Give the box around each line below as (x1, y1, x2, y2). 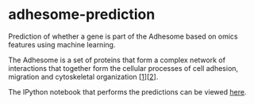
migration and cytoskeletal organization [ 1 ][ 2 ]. (8, 72, 159, 81)
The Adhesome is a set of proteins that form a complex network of (8, 55, 226, 65)
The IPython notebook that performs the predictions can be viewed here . (8, 87, 247, 96)
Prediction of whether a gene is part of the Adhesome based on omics (8, 32, 238, 41)
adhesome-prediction (8, 6, 156, 24)
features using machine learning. (8, 39, 116, 49)
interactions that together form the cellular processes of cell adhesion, (8, 63, 239, 72)
